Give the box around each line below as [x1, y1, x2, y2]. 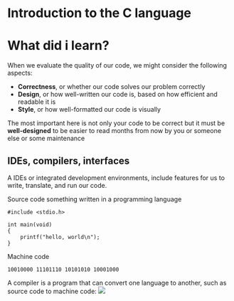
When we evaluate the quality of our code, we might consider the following [7, 61, 228, 70]
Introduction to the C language [7, 5, 192, 21]
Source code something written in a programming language [7, 194, 182, 204]
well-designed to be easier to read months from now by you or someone [7, 127, 222, 135]
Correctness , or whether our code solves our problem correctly [17, 83, 206, 91]
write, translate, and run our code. [7, 181, 107, 189]
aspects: [7, 69, 33, 78]
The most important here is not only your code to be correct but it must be [7, 119, 225, 127]
